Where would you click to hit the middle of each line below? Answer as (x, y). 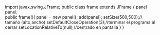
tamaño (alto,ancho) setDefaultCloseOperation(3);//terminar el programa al (80, 22)
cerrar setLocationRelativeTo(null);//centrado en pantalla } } (65, 27)
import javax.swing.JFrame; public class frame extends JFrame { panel (76, 7)
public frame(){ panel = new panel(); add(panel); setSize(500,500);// (74, 17)
